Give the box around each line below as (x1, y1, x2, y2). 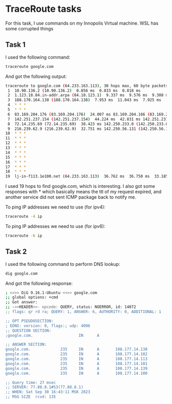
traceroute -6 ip (5, 233, 42, 238)
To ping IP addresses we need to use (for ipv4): (5, 204, 106, 210)
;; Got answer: (5, 300, 38, 305)
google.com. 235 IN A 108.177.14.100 (5, 371, 147, 376)
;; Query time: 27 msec (5, 380, 56, 385)
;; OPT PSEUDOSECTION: (5, 318, 54, 323)
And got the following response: (5, 280, 73, 286)
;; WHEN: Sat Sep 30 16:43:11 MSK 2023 (5, 390, 91, 395)
